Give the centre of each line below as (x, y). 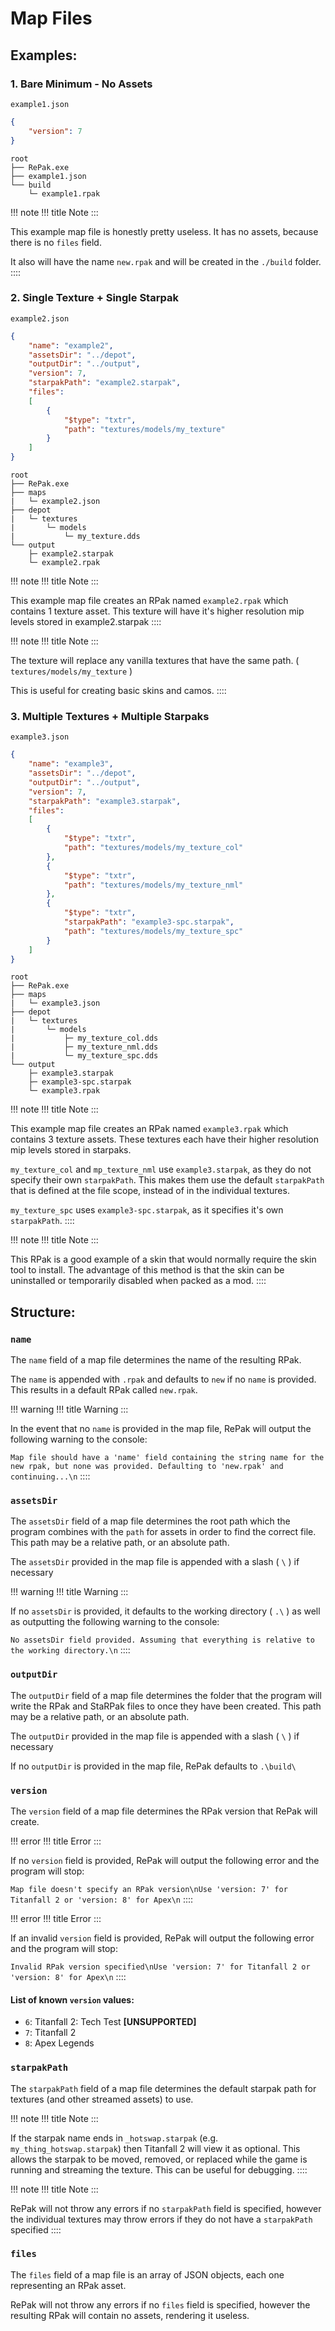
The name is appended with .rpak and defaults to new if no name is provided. (163, 1379)
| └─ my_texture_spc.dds (84, 1056)
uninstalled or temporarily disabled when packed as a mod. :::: (138, 1281)
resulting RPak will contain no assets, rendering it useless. (130, 2315)
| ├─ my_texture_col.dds (84, 1038)
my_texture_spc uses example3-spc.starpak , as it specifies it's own (147, 1210)
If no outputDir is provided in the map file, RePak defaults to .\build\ (153, 1766)
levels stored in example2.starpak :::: (86, 622)
